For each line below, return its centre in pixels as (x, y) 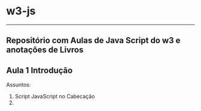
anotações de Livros (45, 50)
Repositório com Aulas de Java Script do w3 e (93, 40)
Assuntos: (19, 85)
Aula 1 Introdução (39, 70)
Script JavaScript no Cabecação (55, 97)
